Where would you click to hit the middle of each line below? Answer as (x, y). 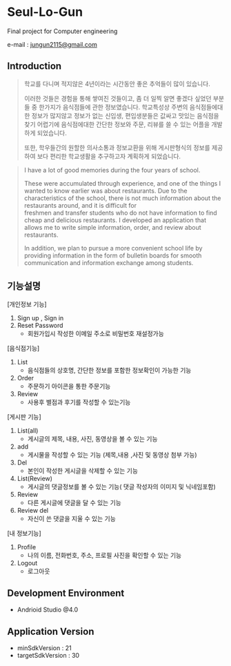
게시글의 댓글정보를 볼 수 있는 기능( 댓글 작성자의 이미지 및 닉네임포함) (121, 487)
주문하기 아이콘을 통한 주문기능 (69, 386)
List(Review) (35, 478)
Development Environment (66, 593)
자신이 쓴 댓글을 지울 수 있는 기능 (71, 518)
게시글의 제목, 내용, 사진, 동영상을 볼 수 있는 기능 (92, 438)
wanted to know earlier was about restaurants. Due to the (106, 190)
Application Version (51, 631)
